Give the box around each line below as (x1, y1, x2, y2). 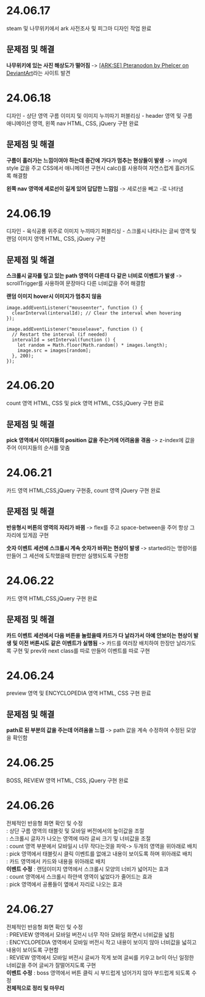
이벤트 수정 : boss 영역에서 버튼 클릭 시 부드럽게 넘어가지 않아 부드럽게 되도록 (6, 969, 190, 977)
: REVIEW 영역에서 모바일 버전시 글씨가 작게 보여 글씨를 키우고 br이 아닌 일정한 (6, 954, 194, 962)
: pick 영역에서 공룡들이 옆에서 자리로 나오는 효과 (6, 880, 123, 888)
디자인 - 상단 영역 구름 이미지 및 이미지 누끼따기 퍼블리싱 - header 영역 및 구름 (6, 112, 193, 119)
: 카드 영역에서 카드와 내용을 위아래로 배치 (6, 858, 106, 865)
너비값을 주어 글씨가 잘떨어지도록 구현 (6, 962, 96, 969)
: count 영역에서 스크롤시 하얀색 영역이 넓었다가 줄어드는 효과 (6, 873, 153, 880)
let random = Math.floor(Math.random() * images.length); (17, 343, 168, 349)
